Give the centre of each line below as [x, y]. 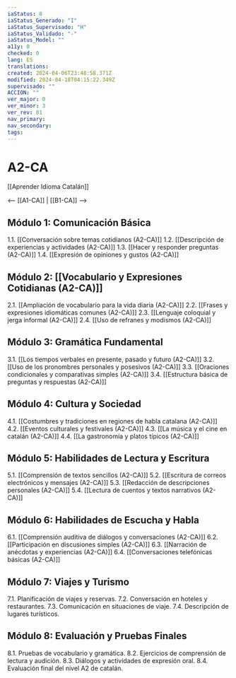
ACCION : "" [23, 93]
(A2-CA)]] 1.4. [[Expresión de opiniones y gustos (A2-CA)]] [93, 255]
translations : [28, 66]
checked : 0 [23, 54]
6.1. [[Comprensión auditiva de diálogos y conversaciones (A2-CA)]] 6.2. [113, 537]
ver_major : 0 [26, 100]
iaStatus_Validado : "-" [42, 34]
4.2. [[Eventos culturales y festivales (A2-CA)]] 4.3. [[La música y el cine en [117, 428]
